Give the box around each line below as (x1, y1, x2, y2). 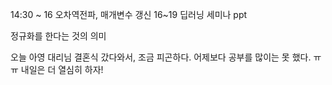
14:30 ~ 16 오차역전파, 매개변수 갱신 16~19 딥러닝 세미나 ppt (10, 9, 248, 20)
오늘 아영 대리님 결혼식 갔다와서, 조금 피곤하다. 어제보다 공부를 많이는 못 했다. (10, 51, 312, 63)
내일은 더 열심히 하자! (20, 64, 104, 75)
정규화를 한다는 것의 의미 (10, 30, 107, 42)
